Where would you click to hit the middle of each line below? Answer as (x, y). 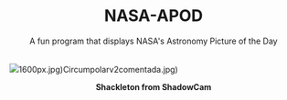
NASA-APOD (154, 16)
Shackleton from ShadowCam (154, 86)
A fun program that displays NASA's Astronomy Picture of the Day (154, 41)
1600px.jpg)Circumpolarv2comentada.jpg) (98, 69)
